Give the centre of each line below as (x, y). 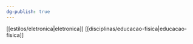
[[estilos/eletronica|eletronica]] (45, 29)
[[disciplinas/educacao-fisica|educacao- (136, 29)
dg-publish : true (28, 12)
